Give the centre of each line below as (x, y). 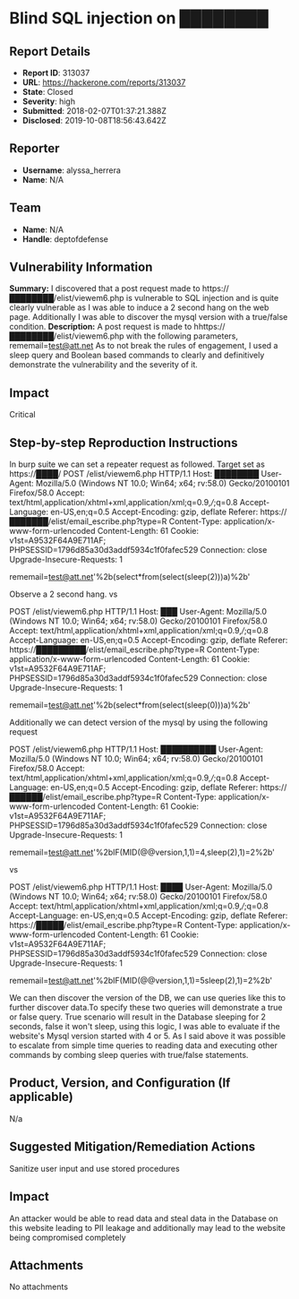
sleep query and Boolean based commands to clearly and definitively (137, 355)
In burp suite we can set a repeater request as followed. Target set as (137, 464)
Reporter (34, 148)
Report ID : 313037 (56, 73)
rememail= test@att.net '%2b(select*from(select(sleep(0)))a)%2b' (130, 705)
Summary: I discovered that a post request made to (105, 288)
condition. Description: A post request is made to (101, 327)
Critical (22, 415)
